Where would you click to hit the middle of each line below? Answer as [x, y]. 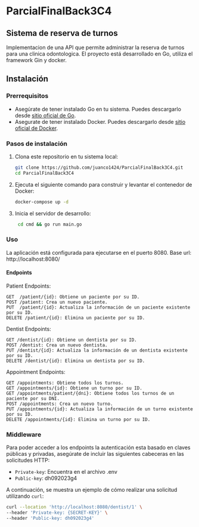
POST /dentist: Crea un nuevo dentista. [57, 345]
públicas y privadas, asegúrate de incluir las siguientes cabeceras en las [95, 454]
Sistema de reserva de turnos [62, 33]
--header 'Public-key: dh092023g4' [50, 519]
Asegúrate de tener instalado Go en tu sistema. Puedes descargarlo [98, 109]
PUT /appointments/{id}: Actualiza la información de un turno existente [100, 409]
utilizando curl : [25, 496]
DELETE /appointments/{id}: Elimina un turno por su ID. [78, 419]
